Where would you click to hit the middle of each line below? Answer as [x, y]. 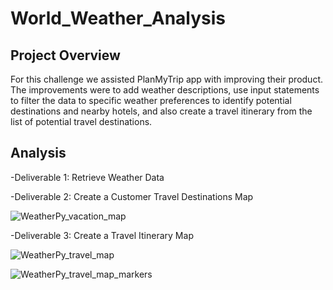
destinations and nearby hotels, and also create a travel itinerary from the [161, 111]
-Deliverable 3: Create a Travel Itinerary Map [102, 235]
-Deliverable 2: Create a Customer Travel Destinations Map [132, 196]
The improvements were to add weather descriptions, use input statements [165, 90]
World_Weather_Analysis [118, 18]
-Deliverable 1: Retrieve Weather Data [87, 177]
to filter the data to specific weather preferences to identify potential [151, 100]
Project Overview [65, 55]
